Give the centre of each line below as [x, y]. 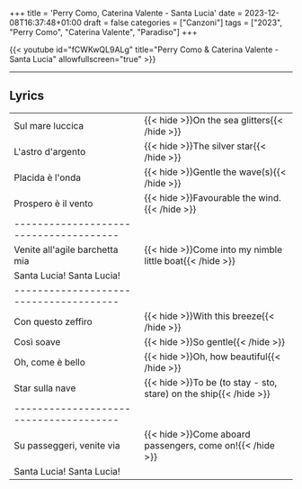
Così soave [37, 341]
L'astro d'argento [50, 151]
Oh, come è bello [49, 362]
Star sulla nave [45, 388]
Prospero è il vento [53, 204]
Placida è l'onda [48, 177]
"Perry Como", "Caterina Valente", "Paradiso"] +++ [103, 32]
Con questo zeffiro [53, 321]
